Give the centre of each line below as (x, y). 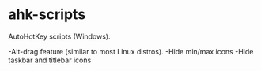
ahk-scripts (47, 15)
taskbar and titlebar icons (50, 60)
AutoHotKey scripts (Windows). (59, 36)
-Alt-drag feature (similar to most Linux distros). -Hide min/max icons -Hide (131, 51)
